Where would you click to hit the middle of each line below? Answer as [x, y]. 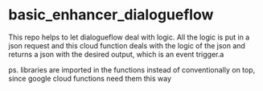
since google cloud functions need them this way [90, 78]
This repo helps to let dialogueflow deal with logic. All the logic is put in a [129, 37]
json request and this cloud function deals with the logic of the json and [127, 45]
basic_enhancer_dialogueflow [111, 15]
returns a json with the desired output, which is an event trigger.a [116, 54]
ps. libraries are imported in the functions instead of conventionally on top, [132, 69]
